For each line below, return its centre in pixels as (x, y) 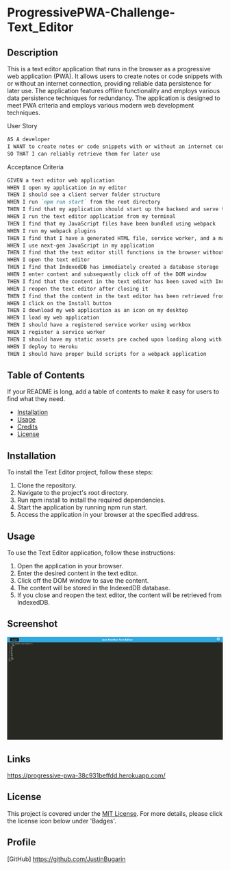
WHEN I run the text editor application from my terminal (91, 217)
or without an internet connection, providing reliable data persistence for (110, 83)
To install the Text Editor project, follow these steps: (80, 472)
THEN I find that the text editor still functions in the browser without (116, 253)
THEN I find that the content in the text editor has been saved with (110, 281)
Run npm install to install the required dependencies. (91, 500)
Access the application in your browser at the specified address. (108, 515)
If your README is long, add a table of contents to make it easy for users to (113, 391)
